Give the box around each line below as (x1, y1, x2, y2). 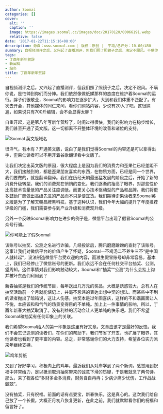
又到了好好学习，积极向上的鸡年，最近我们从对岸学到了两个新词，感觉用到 (5, 362, 154, 368)
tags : (5, 52, 16, 57)
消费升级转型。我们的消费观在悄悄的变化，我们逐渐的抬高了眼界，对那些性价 (5, 181, 158, 187)
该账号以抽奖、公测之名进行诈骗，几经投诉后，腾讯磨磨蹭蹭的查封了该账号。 (5, 242, 158, 248)
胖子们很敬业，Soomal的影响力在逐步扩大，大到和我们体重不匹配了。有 (13, 96, 156, 102)
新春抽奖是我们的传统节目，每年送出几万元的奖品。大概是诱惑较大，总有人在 (5, 283, 158, 289)
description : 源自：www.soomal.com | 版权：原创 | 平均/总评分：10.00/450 (5, 43, 151, 48)
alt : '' (9, 20, 25, 26)
